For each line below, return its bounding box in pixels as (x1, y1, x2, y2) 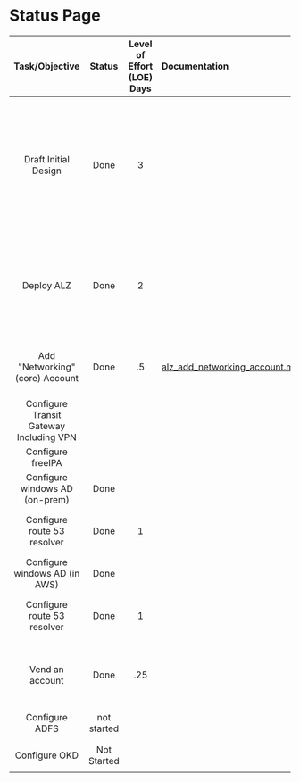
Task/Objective (13, 60, 80, 72)
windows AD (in (13, 567, 80, 579)
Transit (32, 408, 62, 420)
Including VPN (16, 430, 78, 443)
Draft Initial (23, 153, 70, 165)
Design (31, 164, 62, 177)
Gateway (28, 420, 65, 432)
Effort (128, 60, 154, 72)
